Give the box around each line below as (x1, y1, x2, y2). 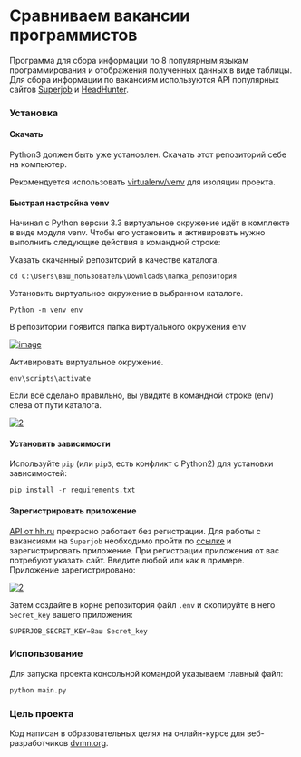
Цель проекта (9, 707, 74, 720)
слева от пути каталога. (9, 400, 102, 411)
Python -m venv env (9, 305, 83, 314)
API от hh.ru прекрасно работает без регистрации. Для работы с (9, 525, 261, 536)
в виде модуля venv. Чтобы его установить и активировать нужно (9, 227, 266, 238)
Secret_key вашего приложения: (9, 609, 133, 620)
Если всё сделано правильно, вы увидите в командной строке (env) (9, 390, 274, 401)
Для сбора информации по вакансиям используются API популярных (9, 74, 279, 85)
